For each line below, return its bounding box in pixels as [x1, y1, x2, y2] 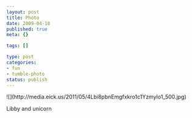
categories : [6, 59, 37, 65]
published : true [6, 26, 48, 32]
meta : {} [6, 32, 29, 38]
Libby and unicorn [6, 105, 52, 112]
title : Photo [6, 15, 40, 21]
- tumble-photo [6, 71, 45, 77]
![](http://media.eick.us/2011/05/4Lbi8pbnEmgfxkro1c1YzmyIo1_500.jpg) [6, 93, 187, 101]
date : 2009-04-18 [6, 20, 51, 26]
